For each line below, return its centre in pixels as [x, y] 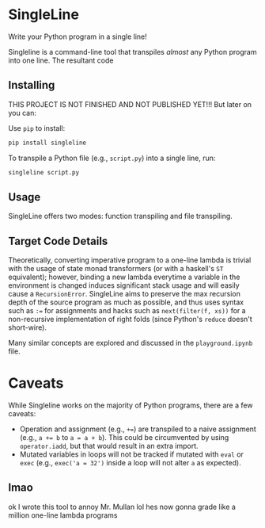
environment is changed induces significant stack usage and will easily [124, 285]
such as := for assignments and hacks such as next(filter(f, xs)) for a [127, 311]
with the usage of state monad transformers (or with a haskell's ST [116, 269]
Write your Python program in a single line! [78, 36]
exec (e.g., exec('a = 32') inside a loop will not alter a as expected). [130, 463]
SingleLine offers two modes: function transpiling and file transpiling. [121, 216]
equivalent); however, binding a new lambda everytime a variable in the [124, 277]
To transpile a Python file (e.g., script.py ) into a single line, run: [112, 158]
